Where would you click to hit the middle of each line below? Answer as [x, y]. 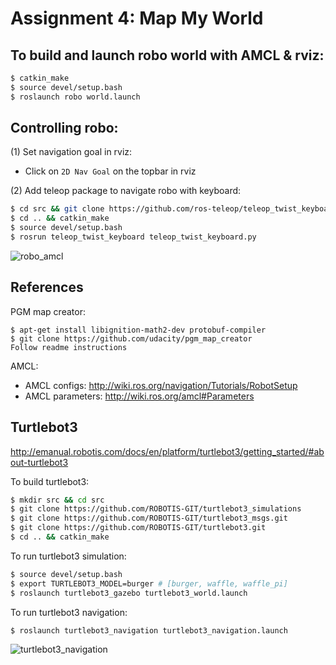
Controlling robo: [64, 128]
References [47, 287]
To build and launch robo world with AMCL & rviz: [167, 55]
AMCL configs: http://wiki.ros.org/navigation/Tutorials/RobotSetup [161, 385]
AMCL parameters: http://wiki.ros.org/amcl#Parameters [139, 396]
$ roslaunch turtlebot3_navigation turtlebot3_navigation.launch [149, 630]
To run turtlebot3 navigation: [69, 612]
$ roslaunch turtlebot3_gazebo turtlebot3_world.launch [129, 593]
